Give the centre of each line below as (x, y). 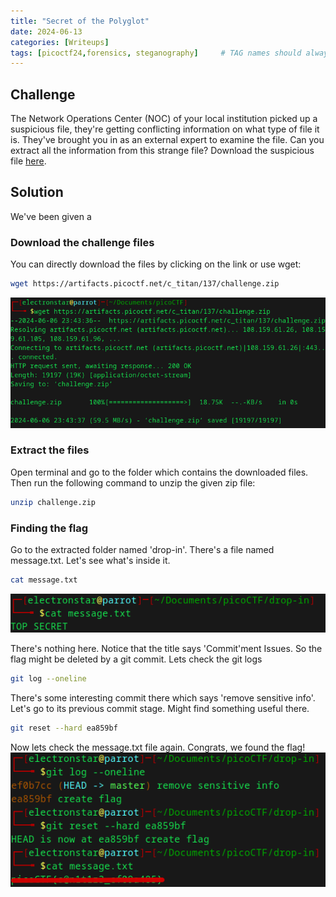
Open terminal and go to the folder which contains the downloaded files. (159, 472)
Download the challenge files (82, 242)
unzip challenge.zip (53, 502)
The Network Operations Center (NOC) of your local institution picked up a (164, 119)
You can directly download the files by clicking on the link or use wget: (156, 264)
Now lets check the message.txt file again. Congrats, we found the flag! (158, 747)
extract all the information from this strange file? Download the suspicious (162, 151)
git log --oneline (48, 679)
